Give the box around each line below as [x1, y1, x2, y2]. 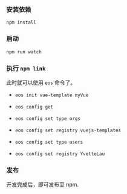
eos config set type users [15, 139, 83, 145]
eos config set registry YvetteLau [15, 150, 105, 157]
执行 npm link [6, 64, 46, 72]
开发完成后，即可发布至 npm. [6, 181, 79, 189]
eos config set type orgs [15, 115, 80, 122]
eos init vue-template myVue [15, 92, 89, 98]
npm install [6, 19, 36, 25]
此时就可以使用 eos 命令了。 [6, 79, 76, 86]
